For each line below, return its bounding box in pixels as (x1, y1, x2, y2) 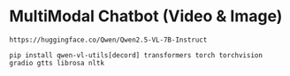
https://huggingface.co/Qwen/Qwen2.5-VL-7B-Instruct (9, 35, 208, 44)
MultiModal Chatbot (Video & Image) (9, 6, 283, 27)
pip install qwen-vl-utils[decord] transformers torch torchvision (9, 50, 263, 59)
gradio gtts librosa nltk (9, 58, 104, 67)
